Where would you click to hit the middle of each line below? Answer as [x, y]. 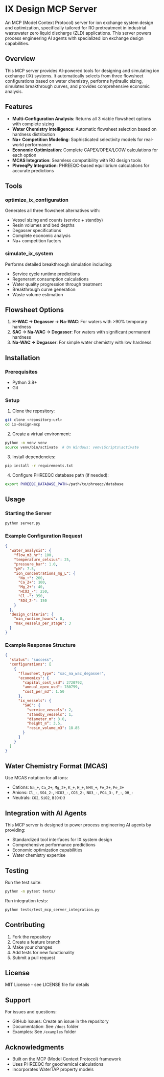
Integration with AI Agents [46, 813]
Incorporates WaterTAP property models [53, 1069]
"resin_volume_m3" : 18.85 [53, 728]
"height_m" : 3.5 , [45, 724]
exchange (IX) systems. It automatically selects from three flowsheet [74, 76]
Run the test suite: [23, 882]
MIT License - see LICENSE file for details [47, 984]
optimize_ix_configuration [37, 200]
